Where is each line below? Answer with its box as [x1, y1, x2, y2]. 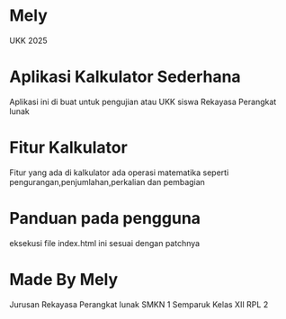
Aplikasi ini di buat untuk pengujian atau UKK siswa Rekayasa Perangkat [9, 96, 277, 107]
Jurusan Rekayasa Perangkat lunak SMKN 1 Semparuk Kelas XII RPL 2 [9, 298, 269, 310]
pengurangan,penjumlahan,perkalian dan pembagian [9, 176, 205, 187]
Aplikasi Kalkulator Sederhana [9, 66, 241, 87]
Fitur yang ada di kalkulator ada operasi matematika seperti [9, 167, 229, 178]
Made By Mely [9, 269, 119, 289]
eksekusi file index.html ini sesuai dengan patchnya [9, 237, 201, 248]
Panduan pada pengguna [9, 208, 201, 228]
